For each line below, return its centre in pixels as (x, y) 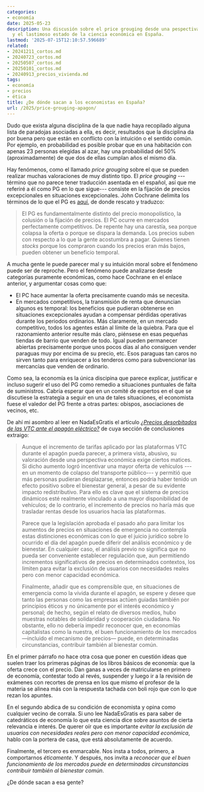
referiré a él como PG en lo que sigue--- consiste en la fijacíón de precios (99, 188)
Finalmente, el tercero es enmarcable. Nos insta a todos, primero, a (91, 751)
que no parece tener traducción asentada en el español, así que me (112, 182)
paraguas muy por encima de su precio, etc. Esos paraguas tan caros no (106, 353)
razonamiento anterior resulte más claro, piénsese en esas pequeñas (102, 334)
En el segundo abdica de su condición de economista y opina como (91, 707)
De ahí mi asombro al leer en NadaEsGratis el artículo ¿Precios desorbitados (102, 422)
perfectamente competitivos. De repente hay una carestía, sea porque (109, 226)
